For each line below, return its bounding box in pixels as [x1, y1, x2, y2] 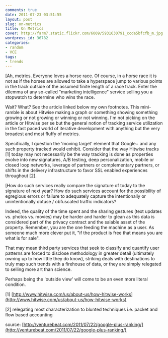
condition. [5, 281, 26, 288]
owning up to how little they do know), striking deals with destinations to [5, 256, 155, 262]
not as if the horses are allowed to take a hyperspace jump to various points [5, 78, 162, 84]
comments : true [5, 7, 37, 13]
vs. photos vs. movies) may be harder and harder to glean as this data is [5, 214, 155, 220]
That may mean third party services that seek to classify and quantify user [5, 245, 159, 251]
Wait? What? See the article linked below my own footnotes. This [5, 104, 139, 110]
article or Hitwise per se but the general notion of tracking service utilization [5, 120, 163, 126]
